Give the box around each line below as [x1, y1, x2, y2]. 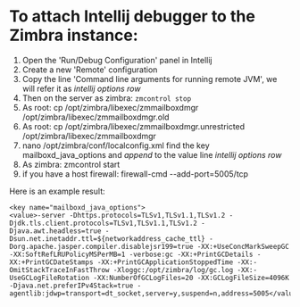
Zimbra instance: [9, 25, 138, 46]
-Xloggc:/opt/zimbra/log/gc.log [112, 265, 234, 274]
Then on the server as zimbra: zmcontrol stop [21, 92, 192, 104]
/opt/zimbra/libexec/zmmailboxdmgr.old [21, 112, 170, 122]
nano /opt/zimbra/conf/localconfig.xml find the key [21, 140, 210, 151]
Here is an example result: [9, 186, 105, 196]
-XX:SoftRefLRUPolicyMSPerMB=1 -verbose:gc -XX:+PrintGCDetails [9, 250, 254, 259]
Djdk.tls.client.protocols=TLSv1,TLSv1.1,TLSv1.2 [9, 219, 198, 228]
